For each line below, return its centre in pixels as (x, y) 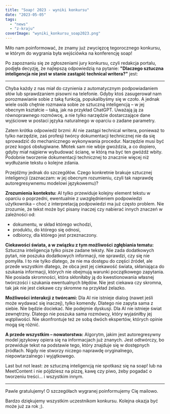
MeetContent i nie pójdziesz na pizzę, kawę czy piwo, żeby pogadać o (79, 371)
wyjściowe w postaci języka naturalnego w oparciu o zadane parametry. (80, 120)
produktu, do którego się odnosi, (47, 230)
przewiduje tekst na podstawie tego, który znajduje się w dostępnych (77, 345)
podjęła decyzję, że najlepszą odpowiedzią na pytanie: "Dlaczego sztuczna (84, 68)
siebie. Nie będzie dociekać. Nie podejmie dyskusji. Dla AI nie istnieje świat (83, 308)
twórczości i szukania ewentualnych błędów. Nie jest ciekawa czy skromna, (84, 282)
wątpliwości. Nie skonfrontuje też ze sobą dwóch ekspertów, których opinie (84, 319)
